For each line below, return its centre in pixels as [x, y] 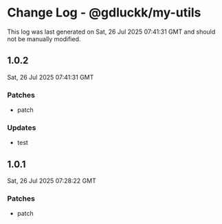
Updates [22, 127]
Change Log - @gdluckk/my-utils [104, 13]
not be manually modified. [44, 38]
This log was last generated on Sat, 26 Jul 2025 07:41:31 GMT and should [111, 32]
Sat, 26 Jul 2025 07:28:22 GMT [52, 181]
